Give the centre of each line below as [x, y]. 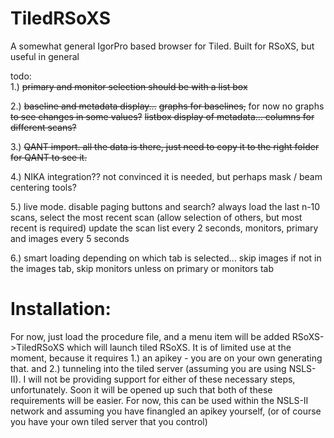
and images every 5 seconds [70, 238]
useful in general [45, 56]
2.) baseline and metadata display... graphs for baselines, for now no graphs [167, 106]
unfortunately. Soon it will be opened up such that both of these [141, 389]
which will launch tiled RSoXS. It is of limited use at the [179, 347]
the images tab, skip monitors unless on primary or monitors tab [142, 268]
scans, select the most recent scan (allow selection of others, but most [156, 217]
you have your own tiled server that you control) [109, 421]
